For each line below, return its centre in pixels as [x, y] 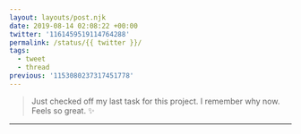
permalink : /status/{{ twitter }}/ [76, 42]
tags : [19, 51]
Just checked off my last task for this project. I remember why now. [155, 101]
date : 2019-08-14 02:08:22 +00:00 [74, 26]
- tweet [32, 59]
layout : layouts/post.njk [57, 17]
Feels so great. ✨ [63, 110]
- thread [34, 68]
